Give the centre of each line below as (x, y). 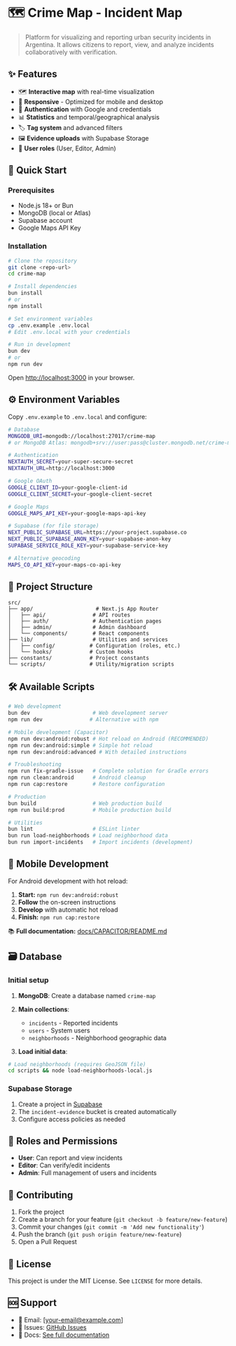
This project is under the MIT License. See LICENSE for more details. (105, 1281)
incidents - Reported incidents (73, 1023)
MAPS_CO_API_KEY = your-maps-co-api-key (64, 565)
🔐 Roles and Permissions (63, 1141)
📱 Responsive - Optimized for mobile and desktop (91, 101)
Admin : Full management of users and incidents (87, 1173)
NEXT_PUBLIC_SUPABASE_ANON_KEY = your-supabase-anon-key (90, 539)
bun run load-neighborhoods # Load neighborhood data (88, 836)
